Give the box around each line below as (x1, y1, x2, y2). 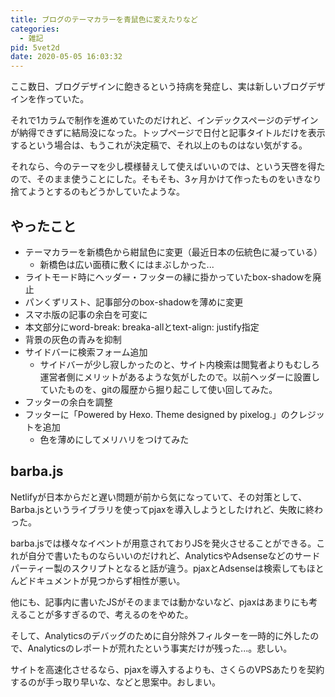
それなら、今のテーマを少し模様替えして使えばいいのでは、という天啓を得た (10, 161, 326, 173)
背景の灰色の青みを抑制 (24, 333, 122, 345)
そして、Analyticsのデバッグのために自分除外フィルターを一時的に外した (10, 629, 311, 641)
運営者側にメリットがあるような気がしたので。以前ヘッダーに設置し (39, 371, 321, 383)
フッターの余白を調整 (24, 396, 113, 408)
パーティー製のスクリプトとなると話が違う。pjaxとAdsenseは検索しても (10, 562, 307, 574)
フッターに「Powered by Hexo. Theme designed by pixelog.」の (24, 408, 290, 420)
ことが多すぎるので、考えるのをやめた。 (27, 608, 194, 620)
